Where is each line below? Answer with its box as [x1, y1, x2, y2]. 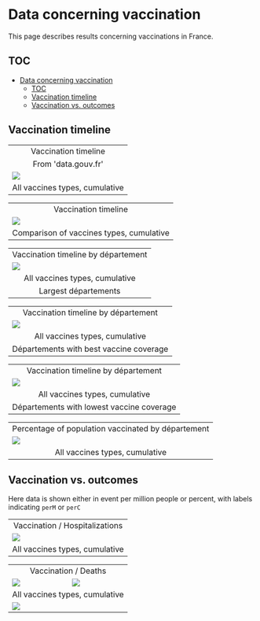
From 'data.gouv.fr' [32, 158, 104, 169]
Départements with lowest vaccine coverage [12, 401, 177, 412]
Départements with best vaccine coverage [12, 343, 169, 354]
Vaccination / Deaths [29, 565, 107, 576]
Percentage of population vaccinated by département [12, 423, 210, 434]
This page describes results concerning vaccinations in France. [8, 31, 214, 41]
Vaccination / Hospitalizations [13, 520, 123, 531]
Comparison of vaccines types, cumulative [12, 227, 170, 238]
